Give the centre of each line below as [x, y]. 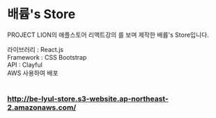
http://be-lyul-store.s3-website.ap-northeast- [88, 99]
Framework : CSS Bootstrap [47, 57]
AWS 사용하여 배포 [33, 73]
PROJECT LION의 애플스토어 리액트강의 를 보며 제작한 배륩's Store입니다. [108, 35]
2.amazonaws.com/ [42, 107]
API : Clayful [25, 65]
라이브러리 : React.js [36, 49]
